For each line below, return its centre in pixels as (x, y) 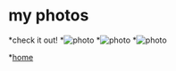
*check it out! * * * (73, 40)
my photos (49, 16)
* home (21, 57)
